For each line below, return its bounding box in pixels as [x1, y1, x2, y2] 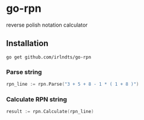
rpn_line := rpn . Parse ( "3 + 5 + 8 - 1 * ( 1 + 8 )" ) [6, 82, 139, 87]
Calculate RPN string [6, 95, 67, 103]
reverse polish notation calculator [6, 21, 88, 28]
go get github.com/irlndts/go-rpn [6, 54, 92, 60]
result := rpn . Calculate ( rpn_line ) [6, 109, 94, 115]
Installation [6, 38, 49, 48]
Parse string [6, 67, 43, 76]
